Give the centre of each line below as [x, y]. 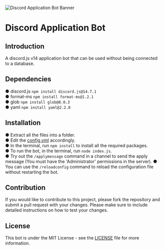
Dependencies [28, 79]
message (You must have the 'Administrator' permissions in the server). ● [81, 161]
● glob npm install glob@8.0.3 [38, 102]
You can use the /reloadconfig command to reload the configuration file [79, 167]
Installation [23, 123]
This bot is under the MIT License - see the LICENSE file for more [72, 238]
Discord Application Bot [55, 28]
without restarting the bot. [32, 172]
